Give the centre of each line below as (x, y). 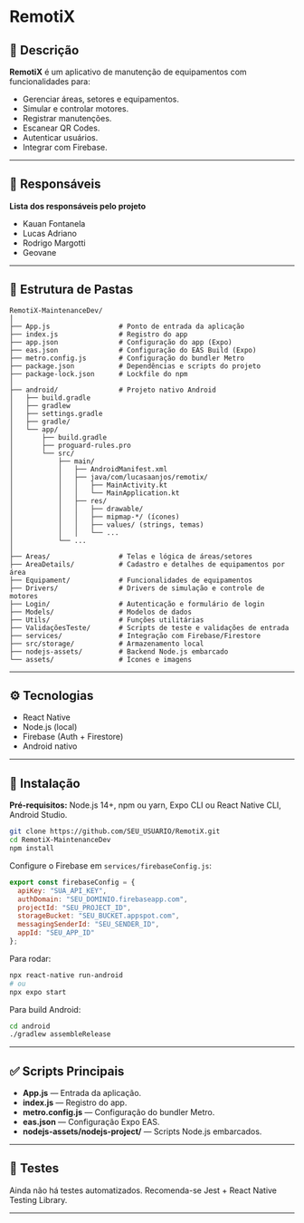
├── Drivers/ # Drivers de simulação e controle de (137, 588)
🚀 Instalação (45, 783)
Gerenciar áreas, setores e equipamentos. (100, 99)
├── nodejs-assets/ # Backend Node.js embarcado (119, 651)
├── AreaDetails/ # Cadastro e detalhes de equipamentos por (147, 564)
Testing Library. (38, 1199)
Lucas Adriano (49, 233)
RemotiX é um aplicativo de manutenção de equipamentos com (128, 72)
